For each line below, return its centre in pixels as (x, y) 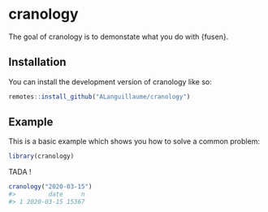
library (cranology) (41, 156)
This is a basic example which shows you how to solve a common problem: (134, 141)
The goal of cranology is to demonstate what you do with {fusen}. (119, 37)
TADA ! (20, 172)
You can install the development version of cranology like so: (110, 81)
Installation (37, 62)
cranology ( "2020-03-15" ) (50, 187)
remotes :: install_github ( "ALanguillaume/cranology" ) (99, 97)
